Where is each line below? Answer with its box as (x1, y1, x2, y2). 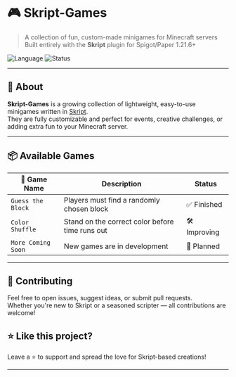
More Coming (11, 238, 51, 246)
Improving (185, 227, 220, 237)
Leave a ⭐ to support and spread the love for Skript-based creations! (7, 352, 206, 362)
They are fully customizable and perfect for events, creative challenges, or (7, 115, 223, 123)
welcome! (7, 309, 36, 317)
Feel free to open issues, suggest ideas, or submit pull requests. (7, 294, 193, 302)
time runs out (63, 226, 107, 236)
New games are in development (63, 241, 169, 251)
